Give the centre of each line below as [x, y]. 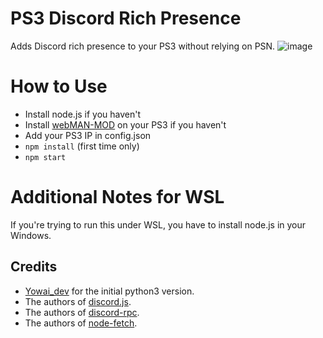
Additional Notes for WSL [117, 197]
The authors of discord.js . [78, 301]
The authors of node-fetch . [81, 323]
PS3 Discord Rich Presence [126, 18]
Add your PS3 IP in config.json [88, 135]
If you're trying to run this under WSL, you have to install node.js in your [158, 224]
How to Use [59, 86]
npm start [45, 157]
